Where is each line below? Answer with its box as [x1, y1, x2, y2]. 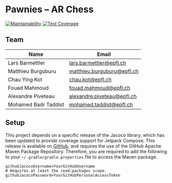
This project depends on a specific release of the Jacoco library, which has [5, 132, 165, 138]
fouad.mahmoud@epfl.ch [69, 84, 130, 91]
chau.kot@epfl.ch [69, 76, 112, 83]
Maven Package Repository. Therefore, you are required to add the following [5, 148, 167, 154]
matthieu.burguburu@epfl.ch [69, 68, 139, 75]
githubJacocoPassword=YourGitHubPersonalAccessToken [5, 173, 121, 178]
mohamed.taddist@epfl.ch [69, 101, 133, 108]
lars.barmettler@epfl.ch [69, 59, 126, 66]
